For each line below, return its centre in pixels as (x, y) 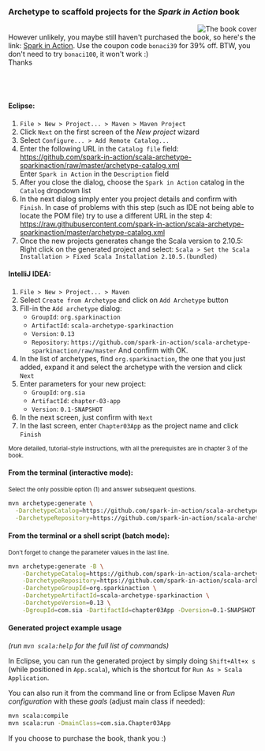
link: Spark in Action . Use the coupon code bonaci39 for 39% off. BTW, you (129, 46)
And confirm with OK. (153, 350)
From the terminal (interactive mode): (71, 473)
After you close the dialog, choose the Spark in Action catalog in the (132, 182)
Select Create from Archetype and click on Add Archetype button (124, 300)
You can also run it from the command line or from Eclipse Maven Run (121, 693)
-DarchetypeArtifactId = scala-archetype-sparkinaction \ (116, 596)
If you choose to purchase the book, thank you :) (87, 738)
